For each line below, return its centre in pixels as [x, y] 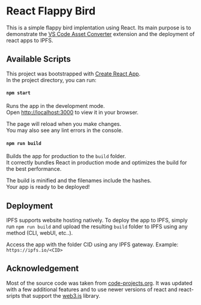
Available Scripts [38, 59]
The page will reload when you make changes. [64, 123]
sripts [13, 295]
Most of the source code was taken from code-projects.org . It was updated [99, 283]
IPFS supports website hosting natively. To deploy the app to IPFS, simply [97, 220]
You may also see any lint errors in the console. [64, 130]
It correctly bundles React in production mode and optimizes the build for [97, 162]
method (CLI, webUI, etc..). [40, 232]
